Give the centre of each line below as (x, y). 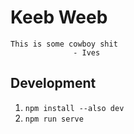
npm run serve (54, 119)
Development (53, 83)
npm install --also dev (74, 108)
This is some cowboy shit (64, 44)
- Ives (87, 52)
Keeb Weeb (59, 17)
